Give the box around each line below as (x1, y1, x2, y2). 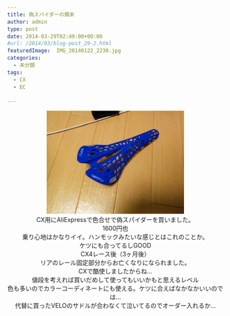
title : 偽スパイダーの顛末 (7, 11, 75, 18)
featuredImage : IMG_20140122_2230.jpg (7, 47, 122, 54)
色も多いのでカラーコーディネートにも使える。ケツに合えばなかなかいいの (7, 284, 218, 293)
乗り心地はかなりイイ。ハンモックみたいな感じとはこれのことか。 (22, 233, 209, 241)
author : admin (7, 18, 48, 25)
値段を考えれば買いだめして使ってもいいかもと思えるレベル (32, 275, 199, 284)
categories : (7, 55, 41, 62)
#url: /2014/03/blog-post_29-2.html (7, 40, 112, 47)
